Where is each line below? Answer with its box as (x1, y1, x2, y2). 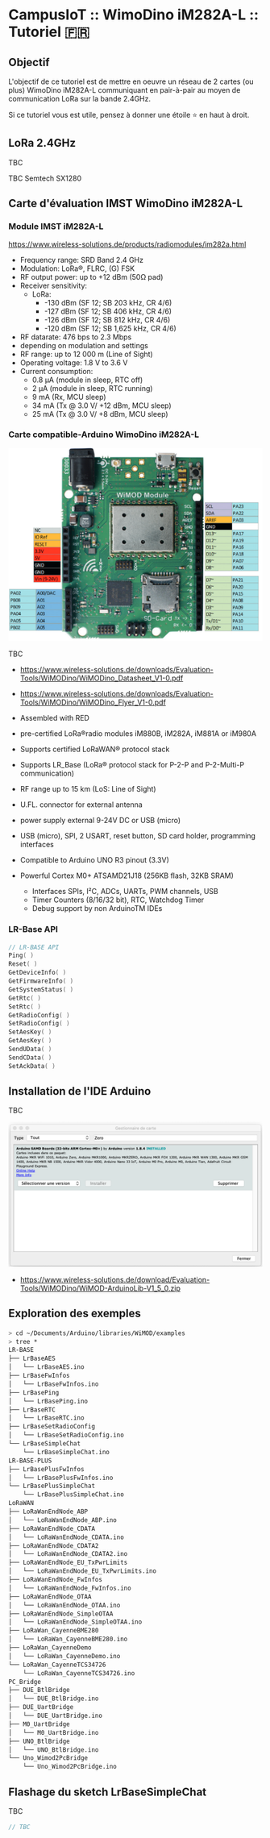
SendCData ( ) (8, 1054, 52, 1062)
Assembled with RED (19, 713, 90, 723)
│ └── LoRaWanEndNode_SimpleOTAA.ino (8, 1618, 143, 1626)
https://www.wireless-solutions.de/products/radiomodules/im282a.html (8, 239, 247, 249)
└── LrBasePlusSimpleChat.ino (23, 1491, 125, 1499)
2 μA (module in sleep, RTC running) (31, 383, 153, 393)
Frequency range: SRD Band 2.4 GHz (19, 255, 143, 264)
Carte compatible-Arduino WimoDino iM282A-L (8, 429, 200, 440)
